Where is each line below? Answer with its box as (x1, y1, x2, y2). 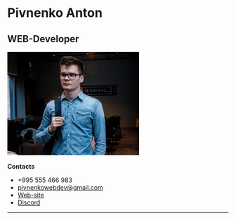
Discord (17, 198, 41, 207)
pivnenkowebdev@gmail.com (17, 183, 103, 191)
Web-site (17, 191, 44, 199)
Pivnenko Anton (7, 5, 103, 21)
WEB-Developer (7, 33, 79, 45)
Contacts (7, 162, 35, 170)
